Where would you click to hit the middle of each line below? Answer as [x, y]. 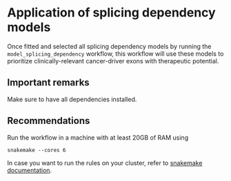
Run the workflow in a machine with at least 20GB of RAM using [98, 137]
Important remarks [48, 83]
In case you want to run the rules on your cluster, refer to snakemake [105, 162]
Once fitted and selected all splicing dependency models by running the [109, 46]
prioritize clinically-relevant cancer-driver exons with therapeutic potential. [113, 61]
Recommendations [49, 121]
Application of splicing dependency [111, 13]
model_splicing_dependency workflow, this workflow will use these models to [115, 54]
